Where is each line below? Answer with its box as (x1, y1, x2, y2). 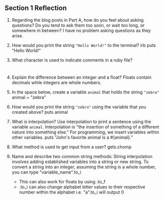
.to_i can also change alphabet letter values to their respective (19, 184, 146, 190)
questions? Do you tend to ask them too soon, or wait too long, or (11, 22, 145, 28)
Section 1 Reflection (4, 4, 67, 12)
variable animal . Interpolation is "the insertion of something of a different (11, 124, 160, 130)
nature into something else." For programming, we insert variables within (11, 129, 160, 135)
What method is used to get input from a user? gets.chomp (11, 144, 131, 150)
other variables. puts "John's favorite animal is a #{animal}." (11, 134, 133, 140)
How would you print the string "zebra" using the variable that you (11, 104, 146, 110)
